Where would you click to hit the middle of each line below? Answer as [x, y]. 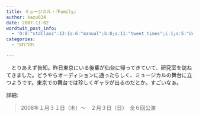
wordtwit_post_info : [32, 28]
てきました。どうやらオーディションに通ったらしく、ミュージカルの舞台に [97, 75]
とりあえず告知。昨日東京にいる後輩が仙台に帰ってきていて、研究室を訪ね [102, 67]
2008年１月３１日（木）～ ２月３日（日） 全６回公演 [88, 107]
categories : [21, 39]
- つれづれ [23, 45]
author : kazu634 [26, 17]
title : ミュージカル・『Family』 [42, 12]
